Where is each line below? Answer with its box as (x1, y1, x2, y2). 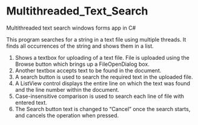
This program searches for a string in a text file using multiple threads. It (6, 36, 186, 43)
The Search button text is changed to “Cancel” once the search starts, (15, 105, 191, 112)
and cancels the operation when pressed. (15, 112, 119, 119)
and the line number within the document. (15, 86, 120, 93)
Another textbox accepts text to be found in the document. (15, 66, 162, 74)
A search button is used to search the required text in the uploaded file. (15, 73, 193, 80)
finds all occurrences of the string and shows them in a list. (6, 42, 154, 50)
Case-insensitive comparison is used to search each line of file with (15, 92, 185, 100)
